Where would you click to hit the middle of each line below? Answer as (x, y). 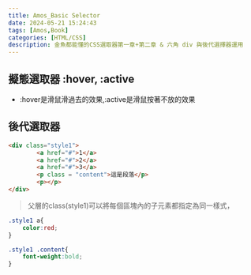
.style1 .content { (38, 250)
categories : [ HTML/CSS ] (47, 38)
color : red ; (40, 228)
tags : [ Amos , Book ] (38, 30)
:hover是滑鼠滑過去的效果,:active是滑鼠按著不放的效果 (107, 99)
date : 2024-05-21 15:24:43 (52, 23)
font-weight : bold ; (52, 257)
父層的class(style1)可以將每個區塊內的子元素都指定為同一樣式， (131, 205)
